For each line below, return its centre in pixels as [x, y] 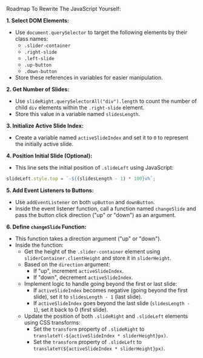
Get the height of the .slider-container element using [92, 251]
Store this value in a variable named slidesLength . [78, 114]
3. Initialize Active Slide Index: [45, 126]
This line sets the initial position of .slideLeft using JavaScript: [94, 167]
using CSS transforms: [52, 322]
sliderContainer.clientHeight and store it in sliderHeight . [98, 258]
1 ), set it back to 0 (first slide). [71, 309]
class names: [32, 39]
